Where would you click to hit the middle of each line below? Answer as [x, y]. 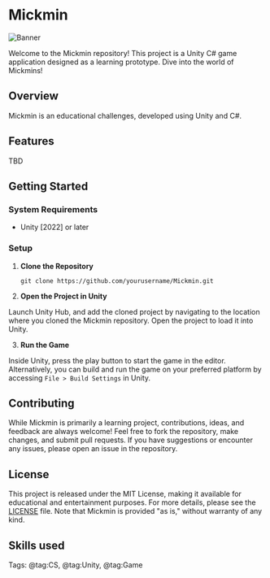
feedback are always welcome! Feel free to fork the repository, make [123, 432]
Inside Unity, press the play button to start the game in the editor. [117, 360]
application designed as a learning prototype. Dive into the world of [121, 62]
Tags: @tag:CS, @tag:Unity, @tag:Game [76, 565]
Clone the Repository [57, 266]
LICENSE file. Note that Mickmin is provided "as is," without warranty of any [135, 511]
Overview [34, 96]
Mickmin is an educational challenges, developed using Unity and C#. [125, 115]
